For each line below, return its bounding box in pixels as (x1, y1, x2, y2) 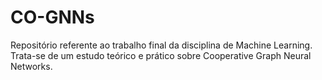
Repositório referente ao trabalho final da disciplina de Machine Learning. (10, 39, 313, 51)
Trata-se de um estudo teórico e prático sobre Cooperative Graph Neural (10, 49, 312, 61)
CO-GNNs (10, 6, 95, 29)
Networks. (10, 60, 53, 72)
